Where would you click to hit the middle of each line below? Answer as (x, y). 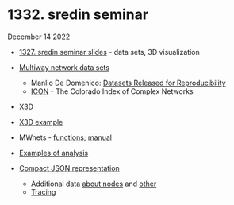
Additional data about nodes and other (94, 184)
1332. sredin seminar (78, 15)
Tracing (43, 191)
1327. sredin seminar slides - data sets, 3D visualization (109, 52)
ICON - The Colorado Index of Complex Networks (112, 91)
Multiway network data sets (64, 67)
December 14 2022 (39, 37)
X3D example (41, 122)
